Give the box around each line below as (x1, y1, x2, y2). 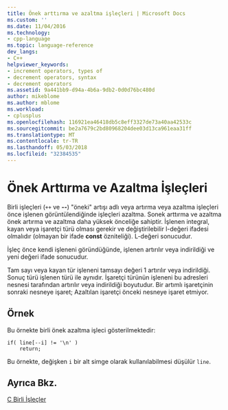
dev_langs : (7, 49, 38, 56)
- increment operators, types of (7, 67, 103, 74)
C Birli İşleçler (7, 396, 47, 404)
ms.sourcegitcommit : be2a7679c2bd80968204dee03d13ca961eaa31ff (7, 125, 192, 132)
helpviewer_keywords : (7, 61, 69, 68)
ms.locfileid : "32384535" (7, 150, 81, 158)
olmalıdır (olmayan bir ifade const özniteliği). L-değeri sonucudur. (7, 231, 192, 240)
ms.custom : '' (7, 16, 48, 23)
